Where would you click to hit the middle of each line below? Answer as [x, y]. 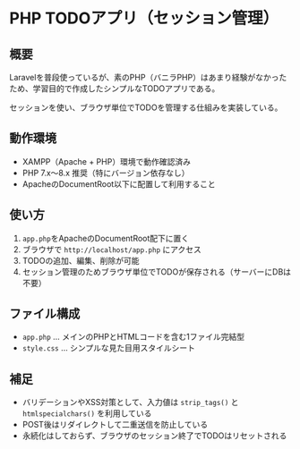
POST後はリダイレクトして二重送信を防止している [115, 425]
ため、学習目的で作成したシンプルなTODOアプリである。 [115, 89]
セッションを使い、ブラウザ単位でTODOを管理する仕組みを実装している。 [146, 107]
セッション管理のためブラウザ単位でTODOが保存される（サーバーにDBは [157, 271]
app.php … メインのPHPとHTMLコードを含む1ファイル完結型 [133, 337]
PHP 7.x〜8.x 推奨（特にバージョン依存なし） [106, 173]
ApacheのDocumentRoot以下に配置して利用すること [119, 183]
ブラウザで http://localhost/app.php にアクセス [111, 249]
